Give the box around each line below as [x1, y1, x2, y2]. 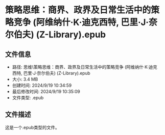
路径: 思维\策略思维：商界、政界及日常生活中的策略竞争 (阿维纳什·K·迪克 [12, 64, 158, 70]
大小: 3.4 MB [12, 77, 38, 82]
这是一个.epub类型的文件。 [5, 124, 60, 130]
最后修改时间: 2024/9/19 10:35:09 [12, 89, 80, 94]
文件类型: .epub [12, 95, 44, 101]
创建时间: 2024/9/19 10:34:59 [12, 82, 72, 88]
